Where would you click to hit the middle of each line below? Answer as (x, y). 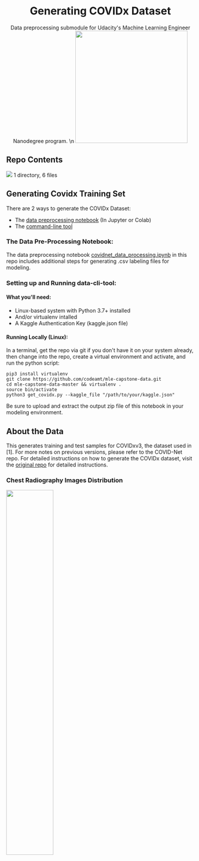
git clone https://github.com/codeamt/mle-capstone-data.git (84, 379)
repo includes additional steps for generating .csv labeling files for (88, 261)
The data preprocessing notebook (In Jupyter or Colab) (83, 220)
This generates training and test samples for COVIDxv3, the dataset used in (99, 445)
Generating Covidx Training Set (66, 194)
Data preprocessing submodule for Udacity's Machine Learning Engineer (100, 28)
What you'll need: (29, 297)
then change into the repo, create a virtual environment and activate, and (96, 357)
